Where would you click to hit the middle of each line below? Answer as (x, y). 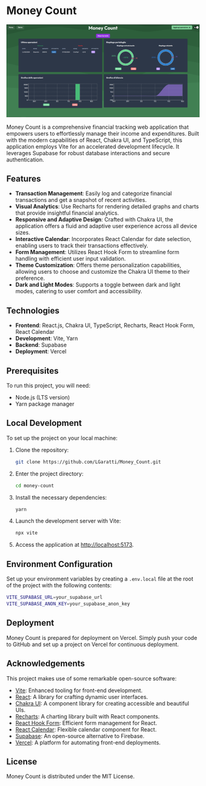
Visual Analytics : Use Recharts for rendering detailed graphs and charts (107, 207)
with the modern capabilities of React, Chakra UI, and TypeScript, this (94, 140)
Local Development (44, 423)
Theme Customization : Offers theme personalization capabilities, (98, 265)
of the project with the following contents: (59, 585)
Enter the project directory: (49, 474)
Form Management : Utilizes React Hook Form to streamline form (97, 252)
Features (24, 179)
